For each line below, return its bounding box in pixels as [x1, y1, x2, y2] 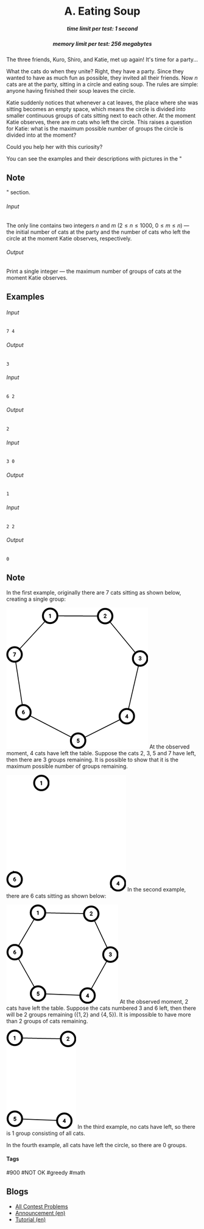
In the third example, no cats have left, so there [77, 1123, 196, 1130]
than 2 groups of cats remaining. [6, 1017, 88, 1024]
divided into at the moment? [6, 131, 77, 139]
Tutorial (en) [15, 1216, 46, 1223]
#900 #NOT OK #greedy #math [6, 1169, 85, 1176]
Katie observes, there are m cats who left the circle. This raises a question [6, 118, 192, 126]
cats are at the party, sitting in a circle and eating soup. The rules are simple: [6, 81, 199, 88]
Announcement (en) [15, 1209, 66, 1216]
